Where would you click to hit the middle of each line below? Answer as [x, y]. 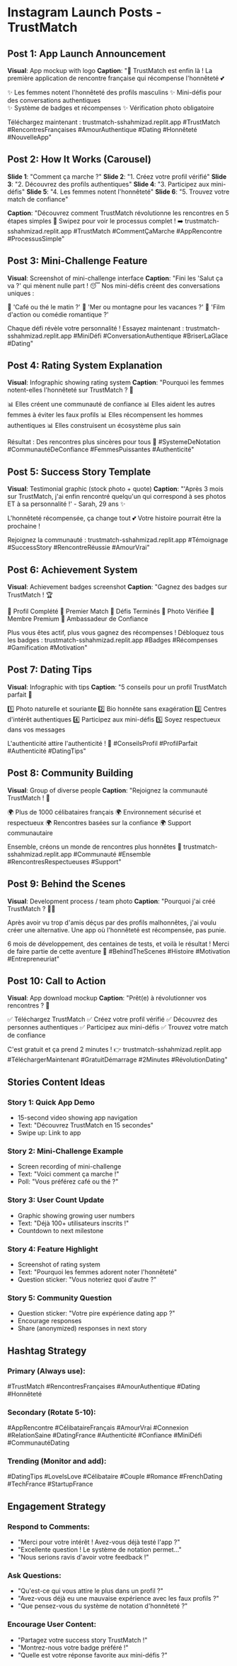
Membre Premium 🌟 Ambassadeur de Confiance [78, 619]
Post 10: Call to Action [57, 981]
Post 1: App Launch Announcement [87, 54]
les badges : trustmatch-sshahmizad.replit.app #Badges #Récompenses [112, 640]
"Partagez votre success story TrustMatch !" [82, 1640]
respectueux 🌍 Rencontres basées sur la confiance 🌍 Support [99, 822]
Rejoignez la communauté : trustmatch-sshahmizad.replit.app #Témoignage [118, 540]
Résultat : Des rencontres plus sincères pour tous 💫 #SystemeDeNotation [114, 442]
